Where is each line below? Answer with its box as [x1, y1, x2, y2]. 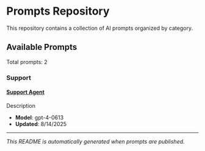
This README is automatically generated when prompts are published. [6, 138, 185, 145]
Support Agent [6, 88, 45, 96]
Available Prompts [6, 42, 77, 52]
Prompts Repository [6, 4, 110, 18]
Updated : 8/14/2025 [15, 120, 67, 127]
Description [6, 102, 35, 109]
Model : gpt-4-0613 [15, 114, 64, 121]
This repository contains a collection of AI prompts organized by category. [6, 24, 193, 32]
